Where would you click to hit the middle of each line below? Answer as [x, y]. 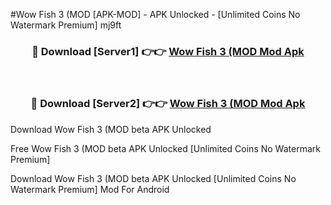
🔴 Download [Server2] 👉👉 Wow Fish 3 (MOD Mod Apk [168, 104]
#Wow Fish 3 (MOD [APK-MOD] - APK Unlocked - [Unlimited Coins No [155, 14]
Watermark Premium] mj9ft [66, 25]
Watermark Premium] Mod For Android [90, 189]
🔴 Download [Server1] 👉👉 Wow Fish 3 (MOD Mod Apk [168, 51]
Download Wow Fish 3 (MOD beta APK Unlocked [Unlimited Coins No [153, 178]
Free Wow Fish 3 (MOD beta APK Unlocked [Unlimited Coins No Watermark [165, 148]
